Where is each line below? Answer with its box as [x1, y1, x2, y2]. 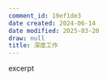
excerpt [8, 63, 34, 73]
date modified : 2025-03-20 [8, 26, 100, 34]
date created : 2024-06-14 [8, 19, 96, 27]
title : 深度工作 [8, 42, 58, 50]
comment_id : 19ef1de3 [8, 11, 82, 20]
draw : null [8, 34, 45, 43]
